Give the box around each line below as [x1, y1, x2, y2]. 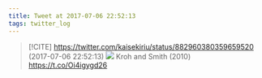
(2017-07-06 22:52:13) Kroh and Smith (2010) [28, 51, 191, 61]
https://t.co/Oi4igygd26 [28, 60, 108, 70]
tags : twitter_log [8, 19, 71, 28]
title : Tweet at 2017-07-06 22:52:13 [8, 11, 136, 20]
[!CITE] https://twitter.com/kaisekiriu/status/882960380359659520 [28, 41, 254, 51]
